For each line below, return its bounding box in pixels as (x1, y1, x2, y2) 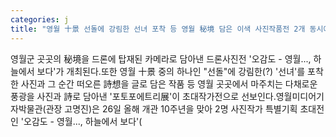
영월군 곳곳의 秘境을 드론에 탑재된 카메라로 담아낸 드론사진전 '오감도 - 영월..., (10, 52, 312, 65)
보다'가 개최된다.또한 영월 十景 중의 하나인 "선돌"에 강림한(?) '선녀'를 (36, 65, 306, 77)
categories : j (10, 14, 70, 25)
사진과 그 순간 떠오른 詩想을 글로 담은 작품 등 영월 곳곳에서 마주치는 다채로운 (20, 77, 318, 90)
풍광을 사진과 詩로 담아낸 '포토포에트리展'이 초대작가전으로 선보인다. (10, 90, 277, 102)
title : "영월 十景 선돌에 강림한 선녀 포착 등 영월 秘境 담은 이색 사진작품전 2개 (10, 24, 306, 34)
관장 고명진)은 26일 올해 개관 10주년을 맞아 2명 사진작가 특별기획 (45, 102, 298, 115)
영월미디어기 (275, 90, 325, 102)
